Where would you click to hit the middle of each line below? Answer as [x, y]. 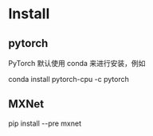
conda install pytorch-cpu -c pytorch [69, 79]
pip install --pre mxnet [45, 123]
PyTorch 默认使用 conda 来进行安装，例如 [77, 63]
